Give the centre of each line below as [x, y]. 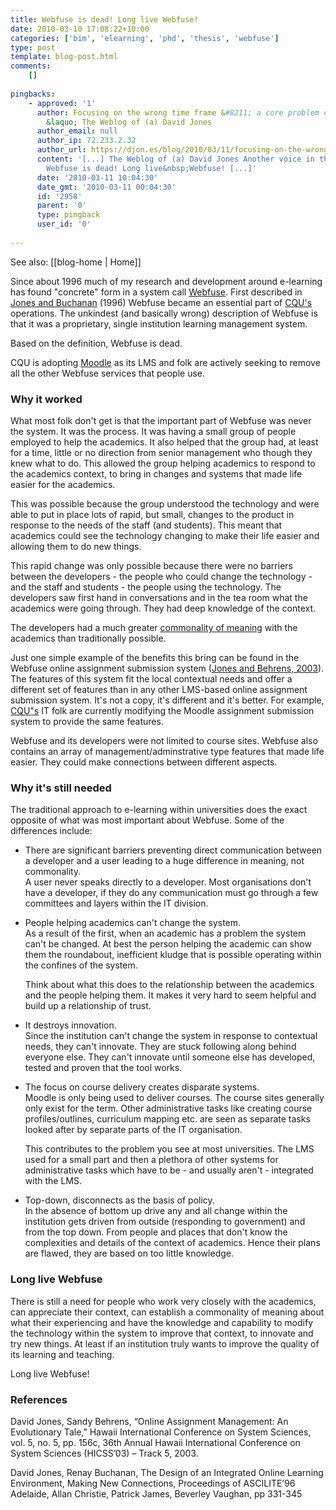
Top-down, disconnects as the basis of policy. [119, 1200]
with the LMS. [53, 1181]
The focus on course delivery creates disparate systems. [142, 1087]
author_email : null [77, 131]
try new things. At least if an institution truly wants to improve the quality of [165, 1343]
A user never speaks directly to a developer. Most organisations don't [168, 882]
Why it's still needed [61, 788]
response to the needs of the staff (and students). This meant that [146, 525]
